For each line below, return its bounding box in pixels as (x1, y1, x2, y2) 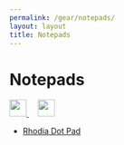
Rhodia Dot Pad (22, 126, 81, 137)
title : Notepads (9, 30, 71, 39)
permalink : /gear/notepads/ (9, 13, 116, 23)
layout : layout (9, 22, 67, 31)
